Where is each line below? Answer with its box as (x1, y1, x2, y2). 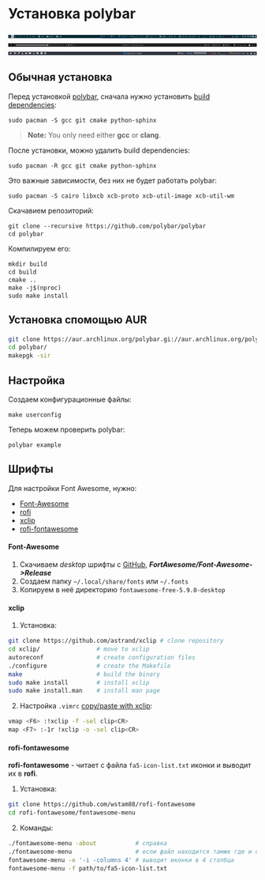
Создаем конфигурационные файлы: (8, 395, 132, 404)
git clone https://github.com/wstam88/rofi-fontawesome (8, 800, 196, 809)
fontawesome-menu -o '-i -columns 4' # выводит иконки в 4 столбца (8, 855, 235, 864)
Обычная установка (8, 70, 113, 84)
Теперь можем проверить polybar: (8, 425, 125, 434)
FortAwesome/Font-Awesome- (149, 560, 253, 569)
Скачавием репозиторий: (8, 206, 95, 215)
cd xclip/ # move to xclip (8, 645, 150, 653)
